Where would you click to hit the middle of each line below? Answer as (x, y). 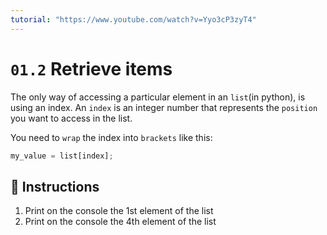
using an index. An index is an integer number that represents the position (164, 107)
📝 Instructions (55, 186)
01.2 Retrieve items (91, 68)
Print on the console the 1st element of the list (119, 211)
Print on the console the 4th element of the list (120, 222)
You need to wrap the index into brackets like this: (111, 137)
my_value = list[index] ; (62, 156)
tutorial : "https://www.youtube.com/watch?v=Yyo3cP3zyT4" (133, 19)
